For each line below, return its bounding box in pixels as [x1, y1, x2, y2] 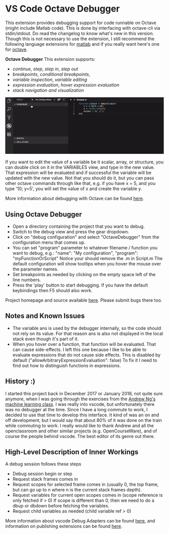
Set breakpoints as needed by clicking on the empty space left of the [12, 271, 156, 277]
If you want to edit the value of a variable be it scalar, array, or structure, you [5, 159, 164, 165]
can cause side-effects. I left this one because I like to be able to [12, 346, 147, 352]
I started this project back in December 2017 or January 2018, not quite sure [5, 390, 163, 396]
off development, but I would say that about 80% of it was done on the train [5, 417, 162, 423]
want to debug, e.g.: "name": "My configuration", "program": [12, 250, 138, 256]
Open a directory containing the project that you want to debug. [12, 223, 145, 229]
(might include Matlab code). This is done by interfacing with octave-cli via [5, 25, 160, 31]
